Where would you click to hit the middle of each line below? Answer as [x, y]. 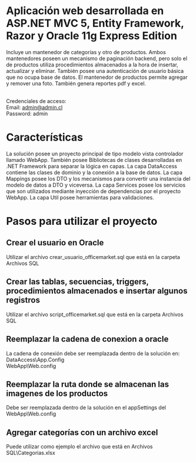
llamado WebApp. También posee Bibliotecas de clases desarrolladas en [94, 159]
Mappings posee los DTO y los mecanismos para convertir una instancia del [98, 178]
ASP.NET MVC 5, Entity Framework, [95, 23]
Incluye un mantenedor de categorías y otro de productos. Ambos [86, 52]
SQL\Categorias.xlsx [31, 453]
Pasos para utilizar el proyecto [82, 221]
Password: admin [27, 114]
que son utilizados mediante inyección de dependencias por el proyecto [94, 191]
